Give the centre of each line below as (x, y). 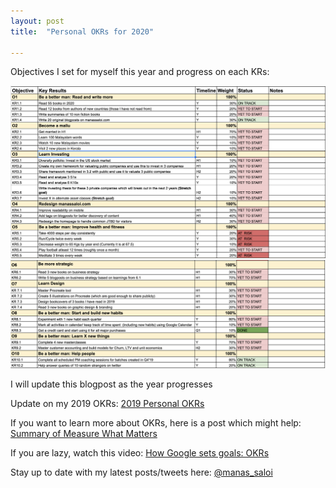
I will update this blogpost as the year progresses (111, 384)
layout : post (37, 21)
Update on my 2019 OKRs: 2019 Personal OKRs (107, 403)
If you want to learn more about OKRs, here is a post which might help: (156, 422)
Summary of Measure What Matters (84, 433)
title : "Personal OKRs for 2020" (82, 31)
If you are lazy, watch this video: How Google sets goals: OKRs (140, 452)
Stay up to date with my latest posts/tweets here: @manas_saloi (141, 472)
